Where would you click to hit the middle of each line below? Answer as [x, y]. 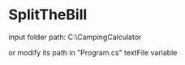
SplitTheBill [48, 15]
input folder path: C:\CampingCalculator [75, 37]
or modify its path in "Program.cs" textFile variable [93, 52]
